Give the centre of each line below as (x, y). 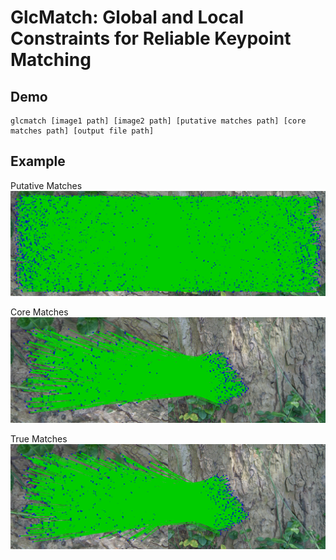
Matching (51, 60)
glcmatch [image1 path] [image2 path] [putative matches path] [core (158, 121)
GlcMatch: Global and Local (127, 17)
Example (38, 161)
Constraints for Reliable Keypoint (151, 38)
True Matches (39, 438)
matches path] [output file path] (82, 131)
